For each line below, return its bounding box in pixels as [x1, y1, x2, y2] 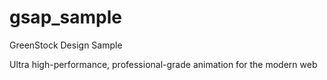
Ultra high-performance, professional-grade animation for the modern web [9, 58, 318, 70]
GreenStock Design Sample [9, 39, 123, 51]
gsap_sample [9, 6, 123, 29]
